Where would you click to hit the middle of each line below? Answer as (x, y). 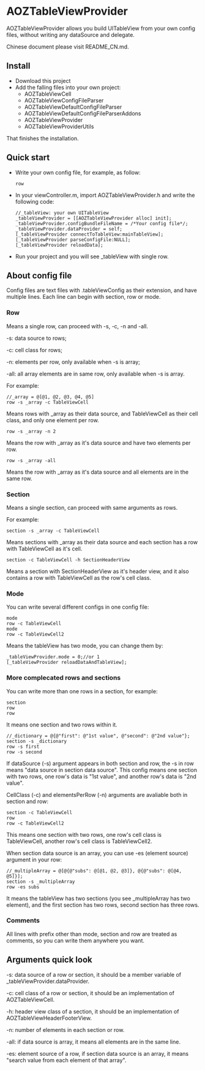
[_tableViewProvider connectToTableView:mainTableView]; (89, 234)
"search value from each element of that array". (66, 1060)
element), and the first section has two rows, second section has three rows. (103, 905)
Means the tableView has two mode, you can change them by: (85, 646)
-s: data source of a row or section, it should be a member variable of (94, 974)
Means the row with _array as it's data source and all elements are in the (97, 472)
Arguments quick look (50, 960)
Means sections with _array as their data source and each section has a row (102, 542)
